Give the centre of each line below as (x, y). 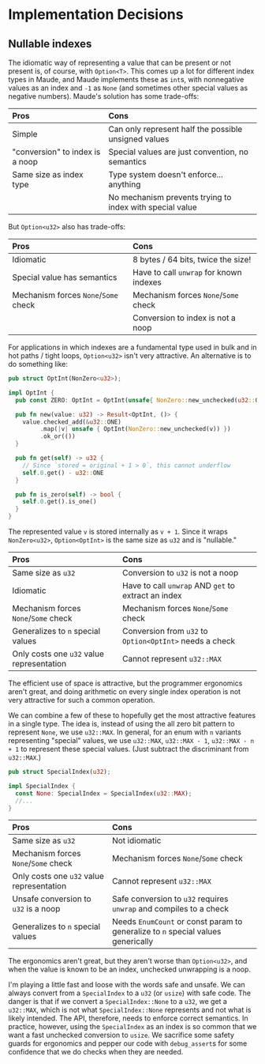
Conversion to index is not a (184, 318)
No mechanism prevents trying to (170, 197)
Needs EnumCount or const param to (177, 922)
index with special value (153, 207)
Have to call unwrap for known (187, 272)
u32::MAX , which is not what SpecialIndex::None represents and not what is (130, 1010)
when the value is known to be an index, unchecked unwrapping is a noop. (129, 969)
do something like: (38, 364)
